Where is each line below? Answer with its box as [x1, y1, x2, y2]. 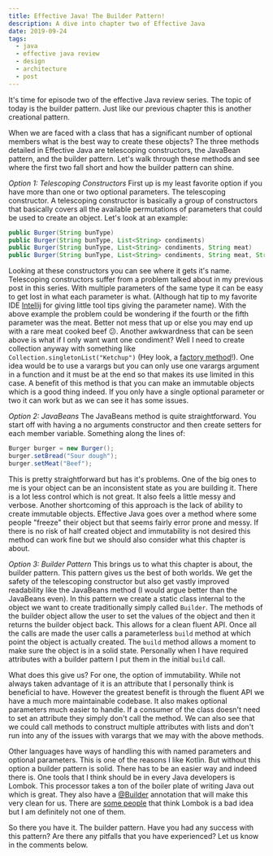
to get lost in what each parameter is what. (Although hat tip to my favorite [8, 292, 258, 302]
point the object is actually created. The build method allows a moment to [8, 636, 256, 647]
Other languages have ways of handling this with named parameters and [8, 746, 252, 756]
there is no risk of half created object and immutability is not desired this [8, 526, 251, 535]
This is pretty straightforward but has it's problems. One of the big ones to [8, 474, 257, 484]
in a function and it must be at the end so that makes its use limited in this [8, 369, 254, 379]
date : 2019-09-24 [8, 27, 67, 35]
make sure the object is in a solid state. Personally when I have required [8, 645, 249, 655]
